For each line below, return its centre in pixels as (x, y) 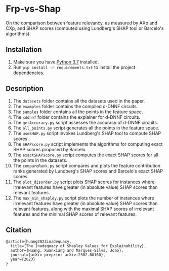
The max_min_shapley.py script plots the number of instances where (84, 198)
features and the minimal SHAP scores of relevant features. (75, 214)
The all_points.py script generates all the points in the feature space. (86, 128)
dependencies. (29, 73)
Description (25, 89)
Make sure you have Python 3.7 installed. (56, 62)
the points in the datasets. (40, 160)
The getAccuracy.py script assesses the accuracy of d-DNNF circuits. (86, 122)
